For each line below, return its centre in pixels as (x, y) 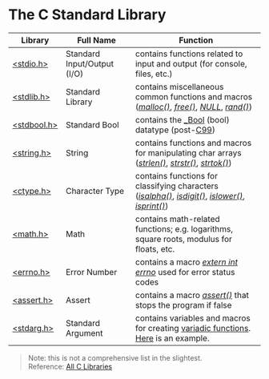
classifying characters (177, 186)
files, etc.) (154, 74)
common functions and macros (194, 96)
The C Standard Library (87, 15)
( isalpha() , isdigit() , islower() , (190, 196)
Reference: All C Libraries (70, 366)
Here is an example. (172, 338)
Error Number (91, 272)
